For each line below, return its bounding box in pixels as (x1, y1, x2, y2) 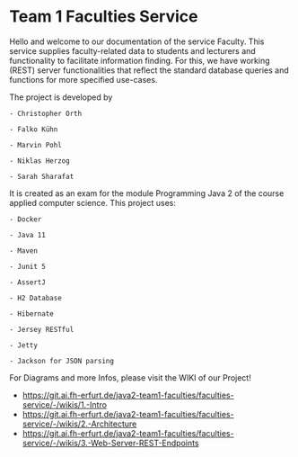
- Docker (9, 214, 42, 224)
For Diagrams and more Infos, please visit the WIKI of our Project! (9, 372, 251, 383)
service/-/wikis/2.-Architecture (22, 418, 137, 429)
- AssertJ (9, 277, 47, 287)
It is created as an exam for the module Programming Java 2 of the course (9, 187, 285, 199)
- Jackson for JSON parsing (9, 356, 115, 365)
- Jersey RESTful (9, 325, 74, 334)
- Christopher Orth (9, 109, 83, 118)
